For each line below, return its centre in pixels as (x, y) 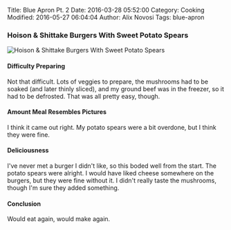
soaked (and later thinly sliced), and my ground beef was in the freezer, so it (116, 88)
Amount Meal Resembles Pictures (57, 112)
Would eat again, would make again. (59, 219)
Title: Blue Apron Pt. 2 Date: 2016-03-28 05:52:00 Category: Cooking (106, 10)
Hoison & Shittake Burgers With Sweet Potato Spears (98, 35)
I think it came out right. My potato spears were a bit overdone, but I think (112, 127)
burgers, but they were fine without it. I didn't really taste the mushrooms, (112, 180)
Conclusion (24, 204)
